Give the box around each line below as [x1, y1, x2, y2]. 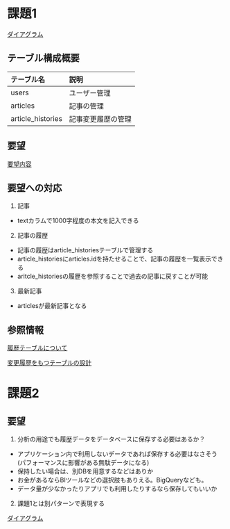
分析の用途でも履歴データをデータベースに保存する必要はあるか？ [17, 435, 206, 443]
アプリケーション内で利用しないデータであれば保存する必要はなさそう [17, 450, 218, 458]
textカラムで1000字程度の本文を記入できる [17, 216, 140, 225]
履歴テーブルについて [7, 344, 68, 352]
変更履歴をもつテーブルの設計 [7, 359, 92, 367]
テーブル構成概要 [7, 52, 80, 64]
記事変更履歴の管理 [69, 114, 132, 124]
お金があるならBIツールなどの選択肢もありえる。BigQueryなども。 [17, 476, 208, 485]
